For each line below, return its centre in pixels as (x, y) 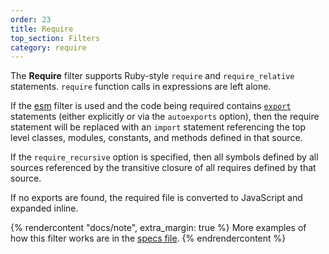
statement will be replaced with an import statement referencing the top (158, 127)
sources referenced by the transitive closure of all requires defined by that (163, 168)
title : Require (42, 29)
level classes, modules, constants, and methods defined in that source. (156, 138)
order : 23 (31, 19)
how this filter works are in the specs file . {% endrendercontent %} (148, 238)
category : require (48, 47)
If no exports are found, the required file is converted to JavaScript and (156, 198)
